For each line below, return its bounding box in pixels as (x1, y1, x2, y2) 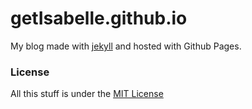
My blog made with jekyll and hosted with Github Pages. (10, 40, 242, 52)
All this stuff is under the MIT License (10, 88, 164, 100)
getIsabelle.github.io (10, 7, 188, 30)
